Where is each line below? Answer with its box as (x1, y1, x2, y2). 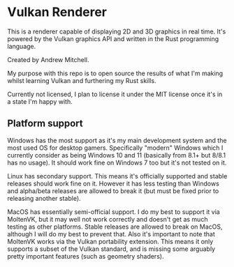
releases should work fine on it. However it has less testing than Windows (7, 179, 220, 188)
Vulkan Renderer (7, 4, 107, 20)
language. (7, 42, 36, 50)
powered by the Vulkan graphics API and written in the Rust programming (7, 34, 219, 43)
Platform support (7, 118, 83, 130)
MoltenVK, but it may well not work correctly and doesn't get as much (7, 215, 208, 223)
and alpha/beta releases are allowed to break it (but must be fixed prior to (7, 186, 219, 195)
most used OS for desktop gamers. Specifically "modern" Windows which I (7, 144, 224, 152)
